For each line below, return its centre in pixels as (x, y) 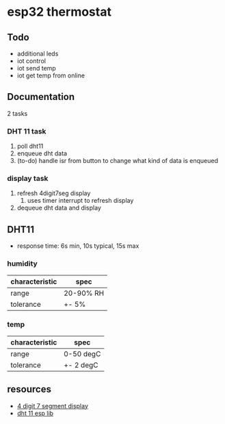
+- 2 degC (81, 365)
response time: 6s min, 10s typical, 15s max (78, 246)
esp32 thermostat (59, 12)
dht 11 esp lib (35, 413)
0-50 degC (82, 353)
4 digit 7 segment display (53, 406)
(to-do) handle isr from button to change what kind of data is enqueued (118, 161)
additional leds (38, 53)
